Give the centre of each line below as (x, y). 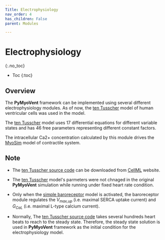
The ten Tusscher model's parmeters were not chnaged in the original (83, 179)
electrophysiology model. (38, 233)
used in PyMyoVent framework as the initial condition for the (74, 227)
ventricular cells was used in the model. (45, 113)
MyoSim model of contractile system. (43, 143)
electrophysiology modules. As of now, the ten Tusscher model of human (79, 108)
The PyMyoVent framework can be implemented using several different (78, 103)
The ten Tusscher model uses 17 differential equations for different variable (81, 123)
